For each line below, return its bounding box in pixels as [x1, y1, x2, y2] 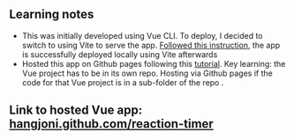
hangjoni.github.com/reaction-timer [9, 116, 214, 131]
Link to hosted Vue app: [9, 103, 143, 118]
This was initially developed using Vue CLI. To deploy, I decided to [21, 30, 263, 41]
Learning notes [9, 7, 94, 22]
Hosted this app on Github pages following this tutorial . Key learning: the [21, 58, 286, 69]
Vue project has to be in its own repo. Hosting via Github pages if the [21, 68, 274, 78]
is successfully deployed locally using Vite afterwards [21, 48, 218, 60]
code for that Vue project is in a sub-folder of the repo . [21, 77, 224, 87]
